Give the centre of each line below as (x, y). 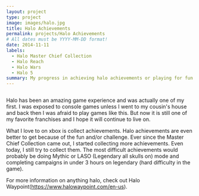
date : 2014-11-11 (28, 45)
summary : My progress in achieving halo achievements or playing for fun (100, 78)
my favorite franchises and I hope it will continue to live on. (78, 119)
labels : (16, 51)
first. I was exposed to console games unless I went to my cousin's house (97, 107)
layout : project (26, 12)
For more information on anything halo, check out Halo (73, 181)
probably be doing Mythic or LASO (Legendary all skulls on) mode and (93, 156)
